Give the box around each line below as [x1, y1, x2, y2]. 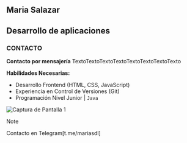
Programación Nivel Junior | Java [15, 94, 98, 102]
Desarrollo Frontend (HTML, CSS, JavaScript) [15, 82, 130, 89]
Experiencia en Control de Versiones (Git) [15, 88, 120, 95]
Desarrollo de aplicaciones [6, 26, 111, 36]
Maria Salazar [6, 5, 60, 15]
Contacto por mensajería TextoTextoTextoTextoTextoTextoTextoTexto [6, 58, 182, 65]
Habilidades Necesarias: [6, 69, 70, 77]
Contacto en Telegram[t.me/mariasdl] [6, 130, 101, 137]
